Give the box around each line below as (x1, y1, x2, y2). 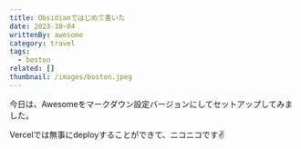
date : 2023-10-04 (9, 22, 76, 31)
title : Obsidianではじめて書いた (9, 13, 126, 23)
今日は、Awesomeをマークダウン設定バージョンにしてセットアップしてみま (9, 98, 294, 109)
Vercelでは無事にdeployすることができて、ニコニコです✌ (9, 129, 225, 140)
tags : (9, 47, 30, 56)
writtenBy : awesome (9, 30, 84, 39)
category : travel (9, 38, 76, 48)
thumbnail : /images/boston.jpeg (9, 73, 132, 82)
